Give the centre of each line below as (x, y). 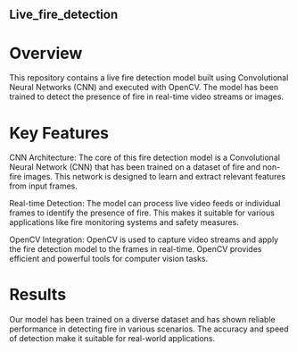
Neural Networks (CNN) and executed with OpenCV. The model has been (144, 88)
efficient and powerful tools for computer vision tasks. (109, 259)
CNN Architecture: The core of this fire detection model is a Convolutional (145, 158)
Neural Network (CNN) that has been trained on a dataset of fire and (135, 167)
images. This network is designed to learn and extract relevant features (155, 177)
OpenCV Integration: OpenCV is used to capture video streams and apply (144, 239)
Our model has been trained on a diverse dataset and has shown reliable (142, 320)
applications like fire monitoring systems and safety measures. (124, 222)
